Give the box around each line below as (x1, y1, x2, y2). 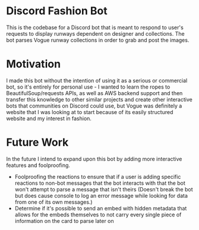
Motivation (6, 58, 61, 71)
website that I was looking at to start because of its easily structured (6, 108, 173, 115)
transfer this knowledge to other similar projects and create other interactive (6, 96, 193, 103)
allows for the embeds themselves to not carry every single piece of (14, 211, 182, 218)
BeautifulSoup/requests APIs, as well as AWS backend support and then (6, 89, 183, 96)
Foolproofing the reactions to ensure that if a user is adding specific (14, 173, 181, 180)
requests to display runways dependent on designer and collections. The (6, 30, 185, 37)
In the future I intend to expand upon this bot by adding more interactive (6, 155, 182, 162)
